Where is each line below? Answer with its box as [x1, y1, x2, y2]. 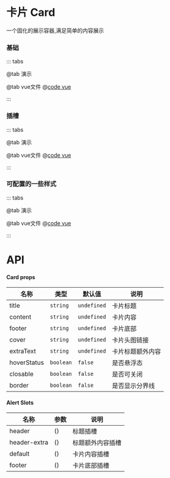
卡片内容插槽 [72, 450, 110, 459]
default [9, 449, 30, 458]
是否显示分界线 [112, 381, 155, 390]
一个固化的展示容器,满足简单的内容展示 [6, 27, 105, 34]
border [9, 381, 29, 390]
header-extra [9, 438, 49, 447]
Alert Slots [6, 399, 34, 406]
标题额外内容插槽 [72, 438, 122, 447]
